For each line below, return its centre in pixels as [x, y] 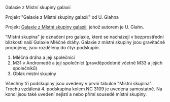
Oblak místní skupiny [35, 74]
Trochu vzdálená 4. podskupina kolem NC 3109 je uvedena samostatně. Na [84, 89]
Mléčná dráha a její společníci [44, 57]
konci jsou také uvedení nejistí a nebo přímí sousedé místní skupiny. [76, 94]
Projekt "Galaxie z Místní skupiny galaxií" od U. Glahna [62, 17]
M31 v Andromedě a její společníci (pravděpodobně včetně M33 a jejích [88, 63]
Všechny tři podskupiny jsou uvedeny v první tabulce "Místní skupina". [79, 83]
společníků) [25, 68]
